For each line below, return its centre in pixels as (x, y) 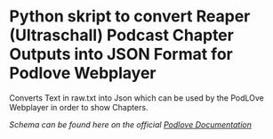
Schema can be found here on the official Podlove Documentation (130, 124)
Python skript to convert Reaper (130, 16)
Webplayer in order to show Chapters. (79, 107)
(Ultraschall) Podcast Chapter (121, 35)
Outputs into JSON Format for (121, 54)
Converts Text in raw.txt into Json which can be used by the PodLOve (136, 98)
